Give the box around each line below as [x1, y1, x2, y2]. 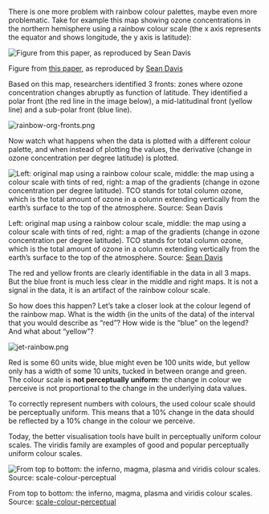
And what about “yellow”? [8, 327, 94, 336]
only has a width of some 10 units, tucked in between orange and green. [8, 366, 247, 376]
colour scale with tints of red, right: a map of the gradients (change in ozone [8, 227, 260, 236]
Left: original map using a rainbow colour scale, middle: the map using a [8, 219, 247, 228]
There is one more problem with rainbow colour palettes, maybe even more [8, 7, 258, 16]
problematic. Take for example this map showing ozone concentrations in [8, 15, 251, 25]
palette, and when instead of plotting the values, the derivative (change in [8, 145, 252, 154]
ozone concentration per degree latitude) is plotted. [8, 153, 179, 162]
